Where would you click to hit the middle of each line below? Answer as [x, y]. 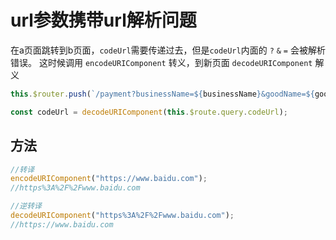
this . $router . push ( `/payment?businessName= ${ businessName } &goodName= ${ [162, 94]
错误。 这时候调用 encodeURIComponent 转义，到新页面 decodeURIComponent [161, 62]
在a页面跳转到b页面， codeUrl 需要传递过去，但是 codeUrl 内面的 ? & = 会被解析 [168, 50]
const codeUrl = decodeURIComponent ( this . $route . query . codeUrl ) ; [149, 112]
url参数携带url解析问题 [103, 20]
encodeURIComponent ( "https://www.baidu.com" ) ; [109, 179]
